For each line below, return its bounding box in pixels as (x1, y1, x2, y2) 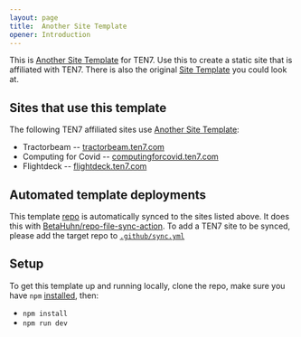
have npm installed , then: (9, 290, 99, 301)
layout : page (9, 13, 59, 23)
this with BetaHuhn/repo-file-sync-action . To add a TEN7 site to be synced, (9, 220, 291, 231)
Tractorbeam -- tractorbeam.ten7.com (22, 142, 165, 153)
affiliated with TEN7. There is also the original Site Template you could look (9, 64, 287, 75)
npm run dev (22, 318, 68, 328)
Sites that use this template (9, 100, 167, 116)
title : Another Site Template (9, 22, 127, 31)
